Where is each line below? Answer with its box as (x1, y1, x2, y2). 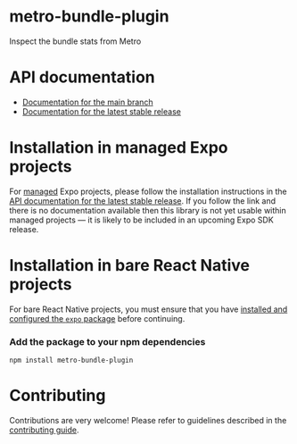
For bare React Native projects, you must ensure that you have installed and (9, 304, 288, 314)
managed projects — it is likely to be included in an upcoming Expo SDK (9, 214, 274, 225)
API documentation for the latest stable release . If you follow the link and (9, 195, 276, 206)
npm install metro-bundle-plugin (9, 356, 134, 365)
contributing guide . (9, 424, 79, 435)
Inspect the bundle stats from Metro (9, 36, 142, 46)
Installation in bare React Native (9, 256, 251, 275)
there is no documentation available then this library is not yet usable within (9, 205, 287, 215)
